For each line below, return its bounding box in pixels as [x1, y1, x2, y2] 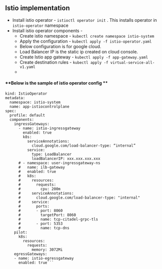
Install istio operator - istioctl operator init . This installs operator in [12, 17, 157, 23]
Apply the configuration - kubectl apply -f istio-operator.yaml [19, 38, 152, 44]
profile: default [9, 113, 45, 118]
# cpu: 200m [18, 187, 61, 192]
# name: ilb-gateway [18, 165, 65, 170]
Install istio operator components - [12, 27, 83, 34]
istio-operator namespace [12, 22, 69, 28]
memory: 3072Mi [31, 247, 63, 252]
